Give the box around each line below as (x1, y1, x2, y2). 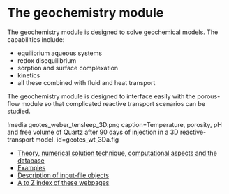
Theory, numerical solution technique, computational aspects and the (17, 149, 218, 157)
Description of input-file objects (17, 171, 110, 179)
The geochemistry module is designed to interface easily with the (7, 92, 195, 100)
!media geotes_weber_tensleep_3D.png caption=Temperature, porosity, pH (7, 120, 222, 128)
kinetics (17, 71, 40, 80)
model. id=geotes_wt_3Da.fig (35, 135, 119, 144)
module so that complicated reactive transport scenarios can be (21, 99, 206, 107)
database (17, 156, 45, 165)
